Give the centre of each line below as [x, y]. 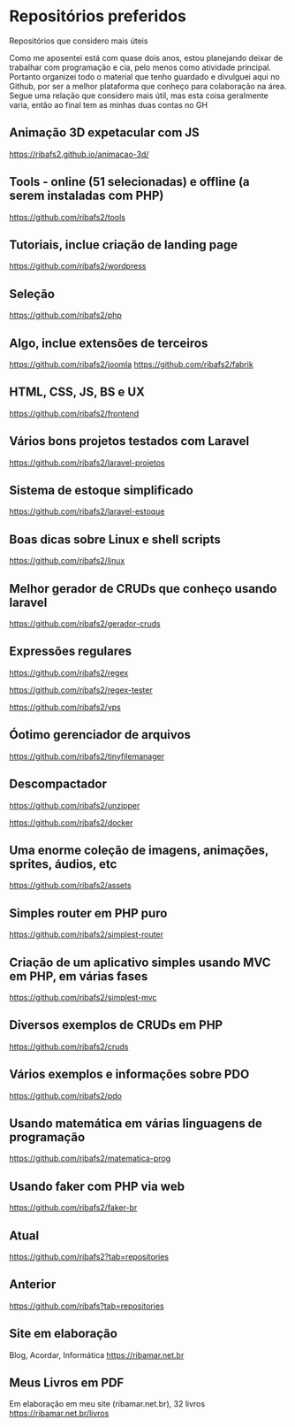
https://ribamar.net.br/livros [59, 1414]
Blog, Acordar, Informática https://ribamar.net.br [97, 1354]
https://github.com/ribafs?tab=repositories [87, 1306]
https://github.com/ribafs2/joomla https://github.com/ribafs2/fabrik [131, 364]
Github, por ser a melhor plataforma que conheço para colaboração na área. [148, 86]
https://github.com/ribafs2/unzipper [75, 805]
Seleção [32, 294]
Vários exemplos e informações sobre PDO [129, 1074]
